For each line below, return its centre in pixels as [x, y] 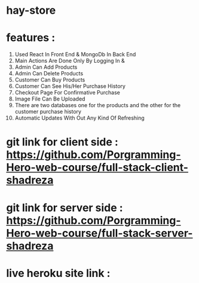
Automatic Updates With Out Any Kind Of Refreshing [79, 118]
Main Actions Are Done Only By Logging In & [70, 61]
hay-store [31, 10]
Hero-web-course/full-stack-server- [99, 233]
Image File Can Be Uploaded [50, 99]
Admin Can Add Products [46, 67]
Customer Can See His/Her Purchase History [70, 86]
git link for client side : [62, 142]
